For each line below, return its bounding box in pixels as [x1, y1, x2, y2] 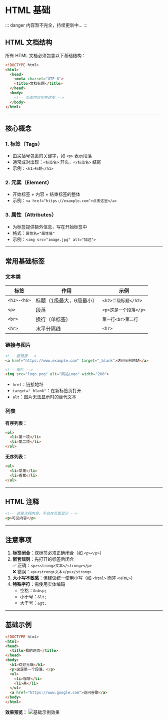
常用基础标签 [5, 257, 45, 266]
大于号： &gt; [19, 600, 47, 606]
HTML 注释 [5, 497, 39, 506]
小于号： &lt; [19, 593, 47, 599]
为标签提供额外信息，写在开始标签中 [12, 223, 87, 229]
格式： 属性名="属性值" [12, 230, 55, 236]
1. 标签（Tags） [5, 140, 43, 147]
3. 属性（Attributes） [5, 211, 57, 218]
